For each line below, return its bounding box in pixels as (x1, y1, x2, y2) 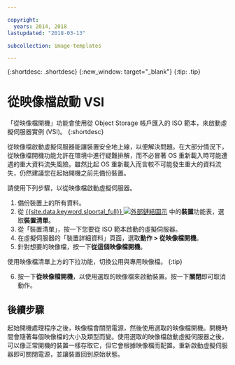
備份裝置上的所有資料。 (17, 199, 85, 207)
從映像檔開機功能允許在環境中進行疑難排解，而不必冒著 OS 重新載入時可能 (7, 152, 222, 160)
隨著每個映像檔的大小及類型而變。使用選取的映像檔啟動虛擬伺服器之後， (19, 333, 228, 340)
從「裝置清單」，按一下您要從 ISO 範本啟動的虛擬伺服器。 (17, 225, 182, 234)
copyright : (7, 16, 39, 23)
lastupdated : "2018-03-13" (7, 29, 86, 36)
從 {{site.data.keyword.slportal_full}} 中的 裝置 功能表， (17, 208, 219, 216)
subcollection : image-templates (7, 42, 101, 49)
